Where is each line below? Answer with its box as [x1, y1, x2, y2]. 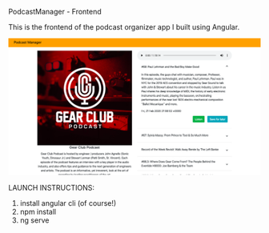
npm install [19, 207, 57, 217]
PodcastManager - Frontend [8, 7, 102, 16]
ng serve [19, 215, 50, 225]
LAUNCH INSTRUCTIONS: [8, 183, 94, 193]
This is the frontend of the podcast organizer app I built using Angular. [8, 22, 240, 31]
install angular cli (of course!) [19, 199, 117, 208]
